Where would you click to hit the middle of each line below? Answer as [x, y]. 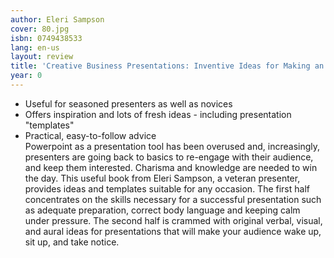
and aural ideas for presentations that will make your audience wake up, [173, 231]
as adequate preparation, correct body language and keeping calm [162, 210]
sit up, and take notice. [72, 242]
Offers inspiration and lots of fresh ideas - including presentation [158, 114]
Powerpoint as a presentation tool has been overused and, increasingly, [172, 146]
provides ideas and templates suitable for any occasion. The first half [167, 188]
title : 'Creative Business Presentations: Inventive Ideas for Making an [167, 66]
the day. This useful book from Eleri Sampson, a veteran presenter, [162, 178]
